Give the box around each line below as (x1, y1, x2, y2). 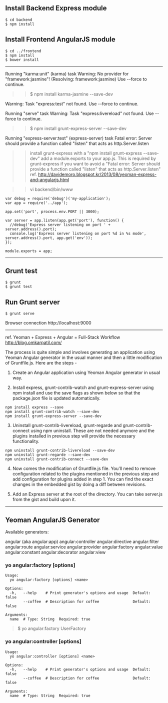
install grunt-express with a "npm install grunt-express (29, 150, 142, 156)
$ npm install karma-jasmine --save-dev (29, 91, 113, 97)
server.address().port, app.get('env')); (5, 235, 93, 240)
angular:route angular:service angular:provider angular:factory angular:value (5, 544, 163, 550)
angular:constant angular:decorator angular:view (5, 549, 106, 555)
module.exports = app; (5, 248, 52, 253)
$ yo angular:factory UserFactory (17, 625, 86, 631)
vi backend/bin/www (29, 186, 73, 192)
